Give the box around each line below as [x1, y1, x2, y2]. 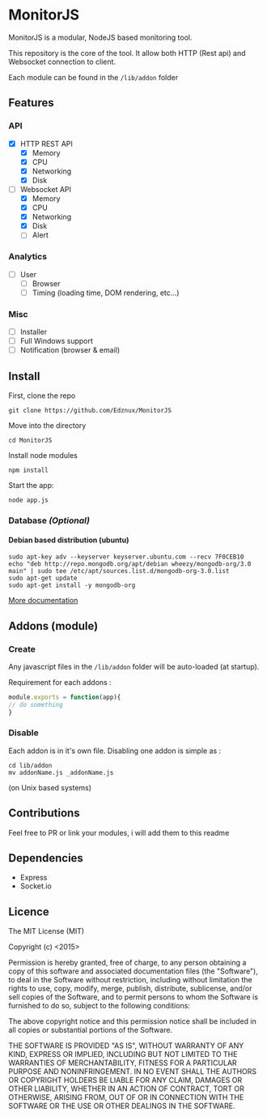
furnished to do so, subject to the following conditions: [8, 1001, 190, 1011]
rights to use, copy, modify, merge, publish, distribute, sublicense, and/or [8, 983, 252, 994]
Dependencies [8, 851, 83, 865]
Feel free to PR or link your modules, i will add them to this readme [8, 828, 230, 837]
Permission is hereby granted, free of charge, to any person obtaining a [8, 958, 247, 968]
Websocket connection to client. [8, 57, 116, 66]
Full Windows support [19, 336, 93, 346]
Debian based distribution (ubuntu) [8, 535, 129, 545]
